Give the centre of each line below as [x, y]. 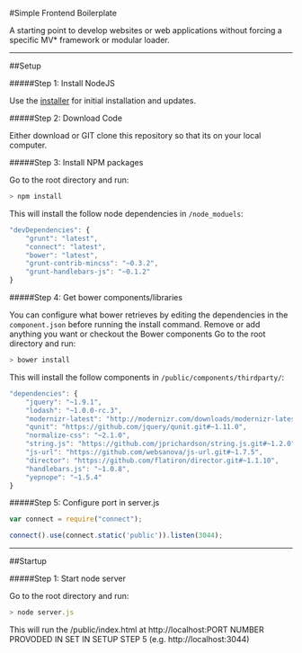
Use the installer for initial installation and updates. [102, 101]
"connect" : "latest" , [66, 246]
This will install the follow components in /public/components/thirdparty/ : [147, 377]
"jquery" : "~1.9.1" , [64, 402]
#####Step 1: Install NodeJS [62, 83]
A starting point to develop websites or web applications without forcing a [146, 30]
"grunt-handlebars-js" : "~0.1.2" [88, 272]
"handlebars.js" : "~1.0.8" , [78, 469]
